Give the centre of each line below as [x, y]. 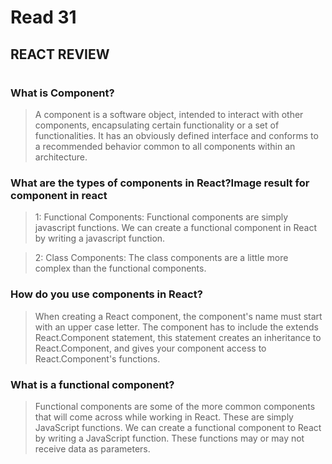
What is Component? [62, 93]
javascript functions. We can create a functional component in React [175, 228]
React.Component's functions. [97, 358]
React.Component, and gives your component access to [150, 348]
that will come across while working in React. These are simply [164, 417]
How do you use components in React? [106, 294]
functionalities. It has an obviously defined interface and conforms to [176, 136]
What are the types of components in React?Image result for [160, 183]
